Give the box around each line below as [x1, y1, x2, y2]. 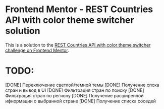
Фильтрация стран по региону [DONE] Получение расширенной [5, 92, 144, 98]
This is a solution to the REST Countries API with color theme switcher [5, 42, 151, 48]
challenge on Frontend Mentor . [5, 47, 69, 53]
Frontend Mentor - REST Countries [5, 4, 153, 15]
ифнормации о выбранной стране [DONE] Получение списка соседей [5, 98, 156, 104]
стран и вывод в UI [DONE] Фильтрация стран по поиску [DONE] [5, 87, 145, 93]
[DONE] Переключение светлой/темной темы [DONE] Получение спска [5, 82, 160, 88]
